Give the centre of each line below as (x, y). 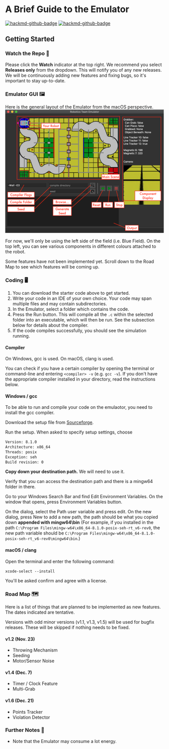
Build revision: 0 (24, 462)
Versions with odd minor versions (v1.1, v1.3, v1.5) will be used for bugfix (80, 622)
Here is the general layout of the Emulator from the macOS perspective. (79, 106)
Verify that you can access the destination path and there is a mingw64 (79, 482)
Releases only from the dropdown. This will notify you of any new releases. (83, 70)
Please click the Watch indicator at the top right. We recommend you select (83, 65)
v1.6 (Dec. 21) (20, 701)
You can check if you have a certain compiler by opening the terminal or (80, 368)
